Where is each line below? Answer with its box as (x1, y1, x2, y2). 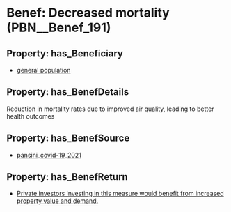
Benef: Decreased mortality (6, 5, 170, 21)
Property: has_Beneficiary (6, 47, 123, 59)
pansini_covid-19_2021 (16, 151, 81, 159)
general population (16, 66, 71, 74)
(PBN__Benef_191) (6, 20, 111, 36)
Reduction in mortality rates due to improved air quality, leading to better (6, 105, 214, 113)
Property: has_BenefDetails (6, 86, 129, 98)
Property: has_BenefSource (6, 132, 130, 144)
